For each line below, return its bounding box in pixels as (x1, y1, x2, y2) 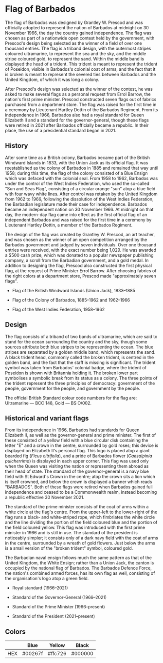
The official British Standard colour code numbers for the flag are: (5, 395, 137, 401)
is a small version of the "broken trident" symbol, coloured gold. (5, 545, 133, 551)
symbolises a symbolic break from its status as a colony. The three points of (5, 375, 158, 381)
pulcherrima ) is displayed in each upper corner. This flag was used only (5, 458, 149, 464)
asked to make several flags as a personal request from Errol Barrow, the (5, 91, 151, 97)
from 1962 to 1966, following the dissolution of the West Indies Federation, (5, 196, 154, 202)
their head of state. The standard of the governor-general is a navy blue (5, 468, 149, 474)
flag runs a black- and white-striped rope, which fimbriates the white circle (5, 514, 155, 520)
